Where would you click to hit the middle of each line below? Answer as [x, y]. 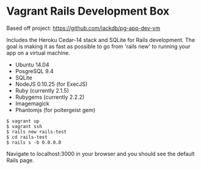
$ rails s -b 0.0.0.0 [34, 142]
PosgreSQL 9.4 [34, 71]
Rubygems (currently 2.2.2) [50, 97]
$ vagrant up [23, 121]
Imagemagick [32, 103]
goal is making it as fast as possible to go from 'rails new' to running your [98, 46]
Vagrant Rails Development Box [88, 11]
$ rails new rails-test [37, 132]
